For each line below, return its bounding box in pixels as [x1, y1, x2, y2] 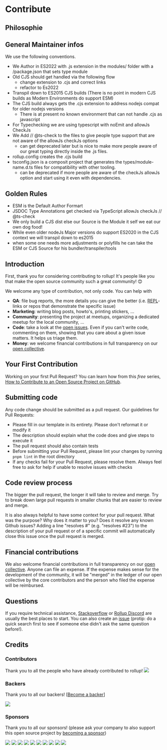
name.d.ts [12, 164, 33, 171]
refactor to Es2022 [19, 85, 59, 91]
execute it [12, 437, 33, 443]
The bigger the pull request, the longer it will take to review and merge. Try [5, 492, 159, 498]
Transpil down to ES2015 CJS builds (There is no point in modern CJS [12, 90, 156, 96]
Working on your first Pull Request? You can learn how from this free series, [5, 373, 161, 379]
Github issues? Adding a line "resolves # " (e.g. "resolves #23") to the [5, 523, 148, 529]
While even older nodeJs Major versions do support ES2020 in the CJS [12, 229, 159, 236]
